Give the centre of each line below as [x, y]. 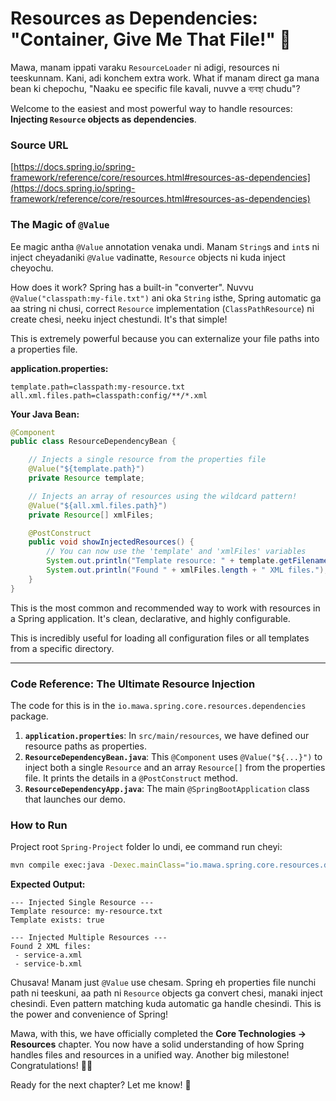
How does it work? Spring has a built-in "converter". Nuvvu [132, 287]
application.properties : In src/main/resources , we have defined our [167, 735]
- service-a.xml [48, 955]
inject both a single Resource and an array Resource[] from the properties [175, 767]
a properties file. [44, 349]
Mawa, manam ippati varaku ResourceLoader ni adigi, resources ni [145, 67]
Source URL [39, 145]
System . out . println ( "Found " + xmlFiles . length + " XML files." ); [187, 570]
